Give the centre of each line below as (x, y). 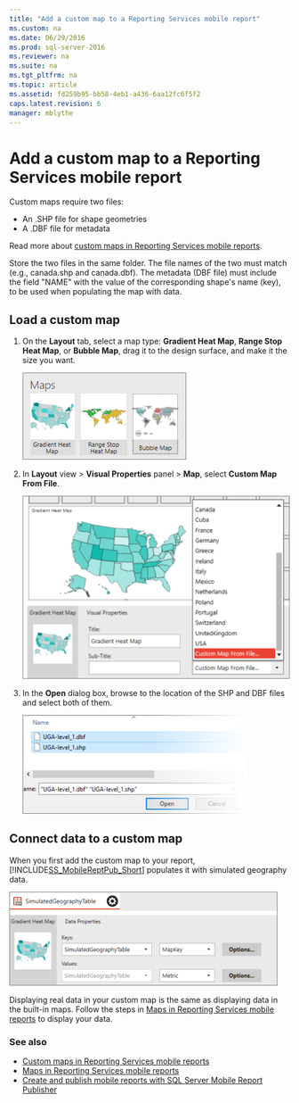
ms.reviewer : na (39, 57)
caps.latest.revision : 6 (55, 104)
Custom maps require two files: (67, 202)
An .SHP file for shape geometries (85, 220)
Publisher (40, 1090)
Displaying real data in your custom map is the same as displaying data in (144, 999)
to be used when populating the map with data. (96, 292)
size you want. (48, 361)
